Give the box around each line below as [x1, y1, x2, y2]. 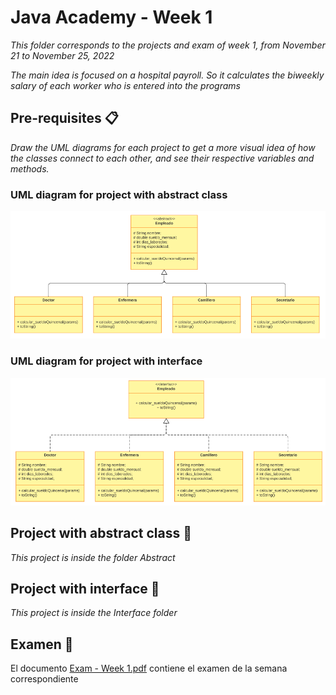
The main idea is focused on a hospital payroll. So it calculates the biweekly [10, 69, 325, 81]
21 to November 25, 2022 [10, 49, 115, 61]
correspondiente [10, 673, 79, 685]
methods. [10, 162, 50, 175]
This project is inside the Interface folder [10, 607, 178, 619]
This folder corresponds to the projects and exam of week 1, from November [10, 39, 326, 51]
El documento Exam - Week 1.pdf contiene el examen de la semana [10, 662, 288, 675]
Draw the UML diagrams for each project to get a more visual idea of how [10, 141, 316, 153]
